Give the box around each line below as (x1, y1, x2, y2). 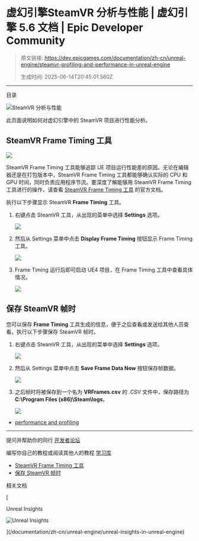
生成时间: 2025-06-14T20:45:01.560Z (20, 73, 113, 80)
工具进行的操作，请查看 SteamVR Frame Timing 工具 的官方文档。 (6, 186, 166, 193)
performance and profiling (14, 419, 79, 426)
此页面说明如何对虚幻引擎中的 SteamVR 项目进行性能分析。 (6, 116, 151, 124)
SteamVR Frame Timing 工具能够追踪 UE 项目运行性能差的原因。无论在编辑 (6, 163, 189, 170)
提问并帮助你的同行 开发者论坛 (6, 436, 81, 444)
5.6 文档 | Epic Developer (18, 21, 143, 34)
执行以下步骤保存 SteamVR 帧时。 (16, 328, 99, 335)
